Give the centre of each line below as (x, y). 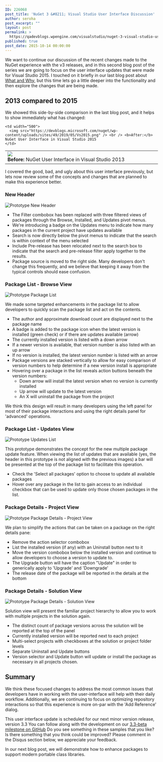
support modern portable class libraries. (45, 754)
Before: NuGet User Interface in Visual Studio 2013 (66, 160)
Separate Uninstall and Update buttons (51, 651)
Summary (20, 677)
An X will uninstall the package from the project (67, 397)
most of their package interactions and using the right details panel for (75, 411)
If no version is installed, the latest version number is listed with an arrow (85, 355)
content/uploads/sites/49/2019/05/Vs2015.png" (53, 135)
